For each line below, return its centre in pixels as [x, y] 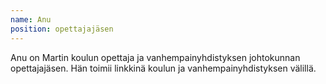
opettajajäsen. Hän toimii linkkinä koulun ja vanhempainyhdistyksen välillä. [163, 68]
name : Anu [31, 19]
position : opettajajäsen [62, 29]
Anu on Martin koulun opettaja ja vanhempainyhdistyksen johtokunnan [155, 57]
